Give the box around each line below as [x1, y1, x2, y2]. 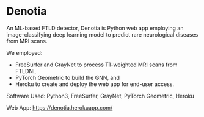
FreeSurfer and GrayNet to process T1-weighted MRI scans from [15, 61, 178, 68]
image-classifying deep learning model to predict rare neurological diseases [6, 30, 199, 38]
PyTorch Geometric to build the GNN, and [15, 74, 120, 81]
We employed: [6, 49, 43, 56]
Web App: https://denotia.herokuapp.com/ [6, 104, 113, 111]
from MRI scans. [6, 37, 48, 44]
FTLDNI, [15, 67, 37, 74]
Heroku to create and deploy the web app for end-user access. [15, 80, 174, 88]
